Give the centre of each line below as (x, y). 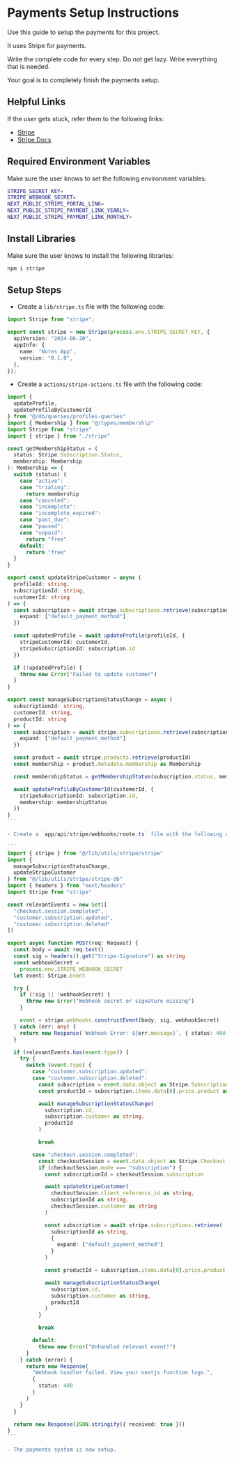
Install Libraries (41, 239)
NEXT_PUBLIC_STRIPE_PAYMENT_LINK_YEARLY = (68, 210)
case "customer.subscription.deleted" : (90, 1078)
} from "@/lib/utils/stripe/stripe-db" (65, 879)
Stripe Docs (34, 139)
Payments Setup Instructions (93, 13)
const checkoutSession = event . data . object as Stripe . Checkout (132, 1161)
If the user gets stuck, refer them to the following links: (86, 118)
